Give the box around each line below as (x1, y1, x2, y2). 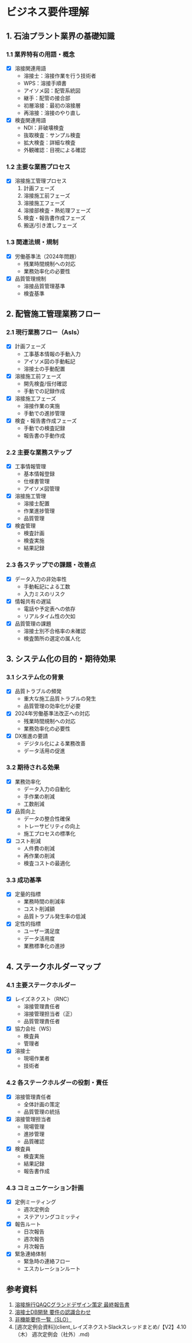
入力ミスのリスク (23, 590, 66, 597)
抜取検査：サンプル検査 (23, 132, 81, 138)
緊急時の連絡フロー (23, 1258, 71, 1265)
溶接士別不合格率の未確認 (23, 627, 86, 634)
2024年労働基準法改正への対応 (14, 710, 90, 717)
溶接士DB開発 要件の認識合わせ (14, 1309, 91, 1316)
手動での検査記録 (23, 424, 66, 431)
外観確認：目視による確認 (23, 147, 86, 153)
